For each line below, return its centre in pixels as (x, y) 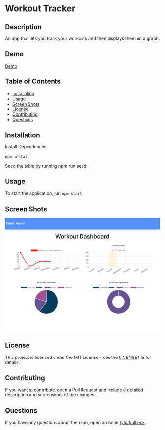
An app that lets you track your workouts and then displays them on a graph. (82, 38)
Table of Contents (33, 82)
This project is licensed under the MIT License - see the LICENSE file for (78, 357)
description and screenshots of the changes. (50, 395)
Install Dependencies (26, 147)
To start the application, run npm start (43, 193)
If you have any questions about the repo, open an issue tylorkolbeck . (76, 423)
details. (13, 362)
